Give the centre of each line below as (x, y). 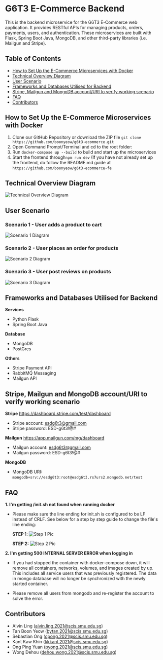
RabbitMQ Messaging (34, 373)
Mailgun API (24, 378)
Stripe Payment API (32, 368)
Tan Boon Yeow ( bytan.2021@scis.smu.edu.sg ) (60, 631)
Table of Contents (33, 59)
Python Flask (25, 319)
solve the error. (28, 599)
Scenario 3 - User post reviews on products (58, 272)
